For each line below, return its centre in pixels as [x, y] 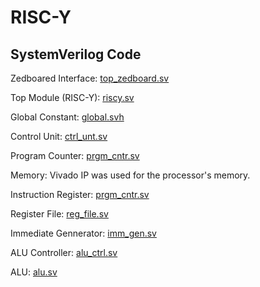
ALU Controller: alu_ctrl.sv [64, 252]
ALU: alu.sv [34, 272]
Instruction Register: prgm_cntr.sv [80, 194]
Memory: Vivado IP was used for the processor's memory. [130, 175]
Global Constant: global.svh [67, 117]
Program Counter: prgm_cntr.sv [75, 155]
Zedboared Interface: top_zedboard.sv [90, 78]
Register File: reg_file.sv [59, 214]
